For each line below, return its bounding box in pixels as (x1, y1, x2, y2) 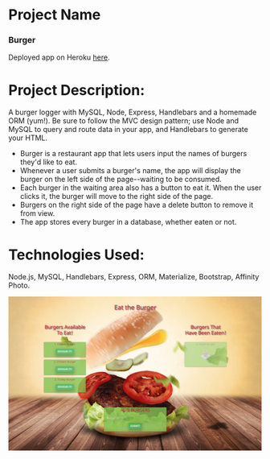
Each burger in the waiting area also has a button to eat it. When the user (19, 183, 262, 192)
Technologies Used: (8, 246, 145, 263)
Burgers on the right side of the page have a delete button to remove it (19, 200, 254, 210)
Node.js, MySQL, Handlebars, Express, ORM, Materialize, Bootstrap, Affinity (8, 272, 260, 282)
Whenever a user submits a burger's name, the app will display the (19, 166, 241, 176)
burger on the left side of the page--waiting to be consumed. (19, 175, 223, 184)
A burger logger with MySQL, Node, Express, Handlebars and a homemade (8, 107, 257, 118)
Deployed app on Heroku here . (8, 52, 110, 62)
